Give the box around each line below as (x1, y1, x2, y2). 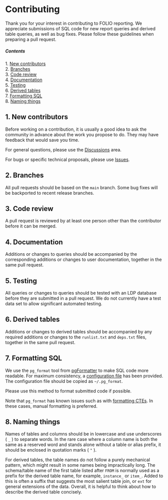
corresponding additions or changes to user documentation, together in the (5, 256, 162, 263)
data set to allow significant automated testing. (5, 300, 102, 306)
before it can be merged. (5, 223, 57, 229)
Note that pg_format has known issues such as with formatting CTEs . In (5, 398, 153, 404)
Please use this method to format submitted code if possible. (5, 387, 132, 394)
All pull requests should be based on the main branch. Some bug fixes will (5, 184, 158, 190)
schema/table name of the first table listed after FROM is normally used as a (5, 468, 160, 474)
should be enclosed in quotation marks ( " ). (5, 447, 97, 453)
